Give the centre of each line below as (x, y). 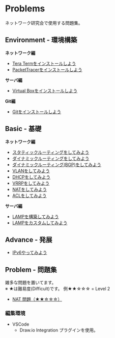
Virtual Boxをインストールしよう (45, 91)
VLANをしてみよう (31, 171)
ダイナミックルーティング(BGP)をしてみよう (57, 164)
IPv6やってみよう (30, 252)
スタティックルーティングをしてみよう (51, 152)
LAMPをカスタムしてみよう (40, 223)
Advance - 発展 (29, 240)
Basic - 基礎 (23, 129)
